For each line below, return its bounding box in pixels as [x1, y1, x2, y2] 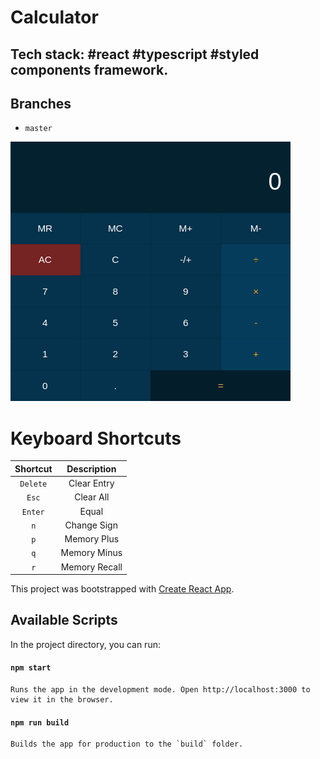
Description [66, 462, 117, 475]
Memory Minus [60, 547, 123, 559]
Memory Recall [60, 561, 123, 573]
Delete [19, 479, 48, 490]
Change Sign [64, 519, 118, 531]
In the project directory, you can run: [10, 638, 161, 650]
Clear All [74, 491, 110, 503]
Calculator [10, 6, 99, 29]
